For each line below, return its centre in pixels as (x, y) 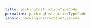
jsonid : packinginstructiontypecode (42, 18)
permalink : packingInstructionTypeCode (46, 14)
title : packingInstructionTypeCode (41, 9)
